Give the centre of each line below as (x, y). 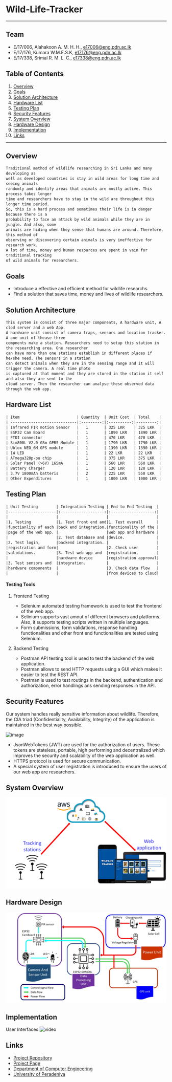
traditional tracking (29, 255)
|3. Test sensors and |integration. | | (82, 563)
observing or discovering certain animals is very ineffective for (79, 240)
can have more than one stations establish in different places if (79, 353)
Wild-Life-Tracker (44, 9)
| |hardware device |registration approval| (82, 558)
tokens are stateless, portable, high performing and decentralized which (89, 750)
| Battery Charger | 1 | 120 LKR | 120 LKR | (83, 468)
